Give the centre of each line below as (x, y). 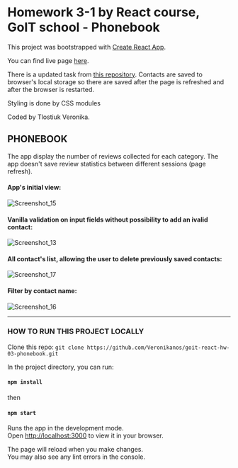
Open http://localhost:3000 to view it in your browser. (86, 435)
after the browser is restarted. (51, 89)
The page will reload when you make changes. (75, 450)
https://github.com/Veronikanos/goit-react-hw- (158, 348)
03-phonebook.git (33, 354)
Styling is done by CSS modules (54, 103)
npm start (22, 413)
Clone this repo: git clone (46, 347)
